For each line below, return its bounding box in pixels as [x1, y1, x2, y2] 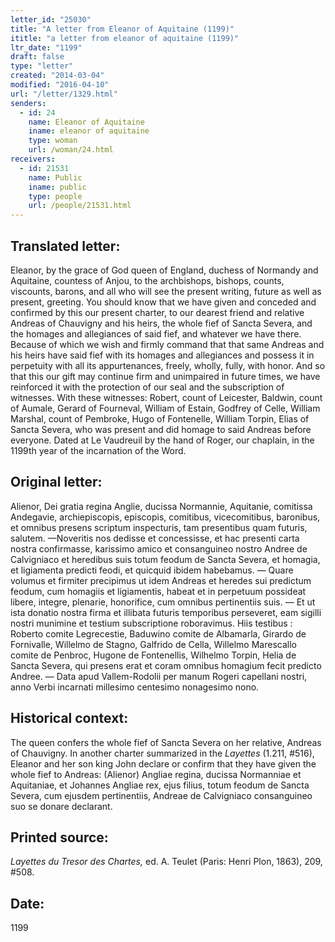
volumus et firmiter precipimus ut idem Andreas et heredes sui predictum [10, 574, 312, 586]
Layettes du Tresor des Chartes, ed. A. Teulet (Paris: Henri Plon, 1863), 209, [10, 856, 323, 868]
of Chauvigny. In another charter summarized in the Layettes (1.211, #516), [10, 747, 315, 759]
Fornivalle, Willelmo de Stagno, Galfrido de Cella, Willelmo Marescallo [10, 638, 297, 650]
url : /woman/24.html [28, 145, 114, 155]
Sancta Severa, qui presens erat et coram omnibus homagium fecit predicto [10, 659, 322, 671]
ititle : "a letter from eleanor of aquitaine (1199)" [10, 33, 240, 43]
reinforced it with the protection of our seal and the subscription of [10, 381, 285, 393]
